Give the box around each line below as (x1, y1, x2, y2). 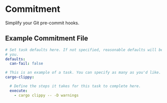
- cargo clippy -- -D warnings (14, 93, 79, 98)
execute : (9, 88, 28, 93)
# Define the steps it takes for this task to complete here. (9, 84, 141, 89)
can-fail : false (9, 61, 43, 66)
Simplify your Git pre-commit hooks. (5, 20, 80, 26)
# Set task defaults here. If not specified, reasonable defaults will (5, 47, 157, 52)
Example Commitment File (5, 34, 88, 43)
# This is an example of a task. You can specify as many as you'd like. (5, 70, 162, 75)
